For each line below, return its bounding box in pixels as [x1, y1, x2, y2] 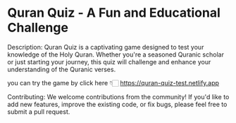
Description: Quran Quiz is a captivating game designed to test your [7, 43, 204, 51]
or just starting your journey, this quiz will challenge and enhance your [7, 57, 211, 66]
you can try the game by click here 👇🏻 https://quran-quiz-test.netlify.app [7, 78, 220, 87]
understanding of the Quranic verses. [7, 65, 116, 73]
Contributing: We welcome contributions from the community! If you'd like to [7, 92, 230, 101]
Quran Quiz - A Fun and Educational [7, 5, 221, 21]
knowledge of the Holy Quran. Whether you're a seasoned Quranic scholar [7, 50, 224, 59]
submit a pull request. [7, 107, 70, 116]
